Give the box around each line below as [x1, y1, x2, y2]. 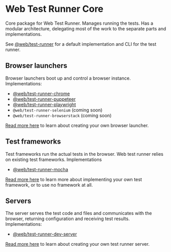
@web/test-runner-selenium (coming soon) [12, 106, 103, 113]
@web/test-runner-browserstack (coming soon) [12, 112, 112, 118]
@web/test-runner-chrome [12, 91, 70, 97]
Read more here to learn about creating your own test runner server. [5, 241, 150, 247]
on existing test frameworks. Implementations [5, 156, 102, 163]
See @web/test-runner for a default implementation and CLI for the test [5, 41, 157, 47]
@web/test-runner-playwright [12, 101, 76, 107]
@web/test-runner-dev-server [12, 231, 77, 237]
